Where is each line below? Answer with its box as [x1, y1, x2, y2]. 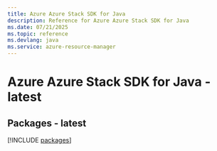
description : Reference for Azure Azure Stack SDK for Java [7, 17, 190, 24]
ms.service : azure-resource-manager [7, 43, 116, 50]
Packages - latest [7, 117, 87, 129]
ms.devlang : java [7, 37, 59, 44]
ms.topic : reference [7, 30, 69, 38]
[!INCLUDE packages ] [7, 136, 72, 144]
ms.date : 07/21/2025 [7, 23, 69, 30]
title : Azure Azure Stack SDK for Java [7, 10, 126, 18]
